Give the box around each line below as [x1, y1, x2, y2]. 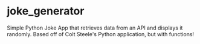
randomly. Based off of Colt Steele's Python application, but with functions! [7, 30, 195, 37]
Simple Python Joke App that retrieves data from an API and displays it [7, 24, 183, 31]
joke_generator [7, 4, 85, 18]
